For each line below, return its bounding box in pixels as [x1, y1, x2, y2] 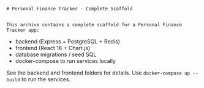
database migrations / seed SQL [15, 51, 97, 58]
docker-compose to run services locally [15, 57, 116, 64]
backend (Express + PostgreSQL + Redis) [15, 38, 121, 45]
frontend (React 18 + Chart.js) [15, 45, 91, 51]
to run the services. [21, 76, 71, 82]
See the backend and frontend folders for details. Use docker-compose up [6, 69, 191, 76]
